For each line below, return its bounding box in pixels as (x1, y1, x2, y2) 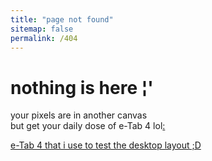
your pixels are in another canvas (10, 109, 148, 121)
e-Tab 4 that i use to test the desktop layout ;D (10, 139, 202, 151)
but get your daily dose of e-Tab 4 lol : (10, 120, 166, 132)
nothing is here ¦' (10, 76, 154, 99)
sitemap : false (10, 24, 74, 34)
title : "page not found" (10, 14, 114, 25)
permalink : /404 (10, 33, 78, 43)
